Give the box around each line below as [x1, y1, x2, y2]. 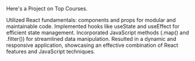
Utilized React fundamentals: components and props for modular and [6, 17, 176, 23]
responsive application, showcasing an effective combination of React [6, 41, 179, 49]
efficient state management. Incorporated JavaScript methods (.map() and [6, 29, 189, 36]
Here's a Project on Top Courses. [6, 5, 88, 12]
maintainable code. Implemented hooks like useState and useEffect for [6, 23, 180, 30]
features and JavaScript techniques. [6, 48, 95, 55]
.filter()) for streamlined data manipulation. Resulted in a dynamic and [6, 36, 177, 42]
